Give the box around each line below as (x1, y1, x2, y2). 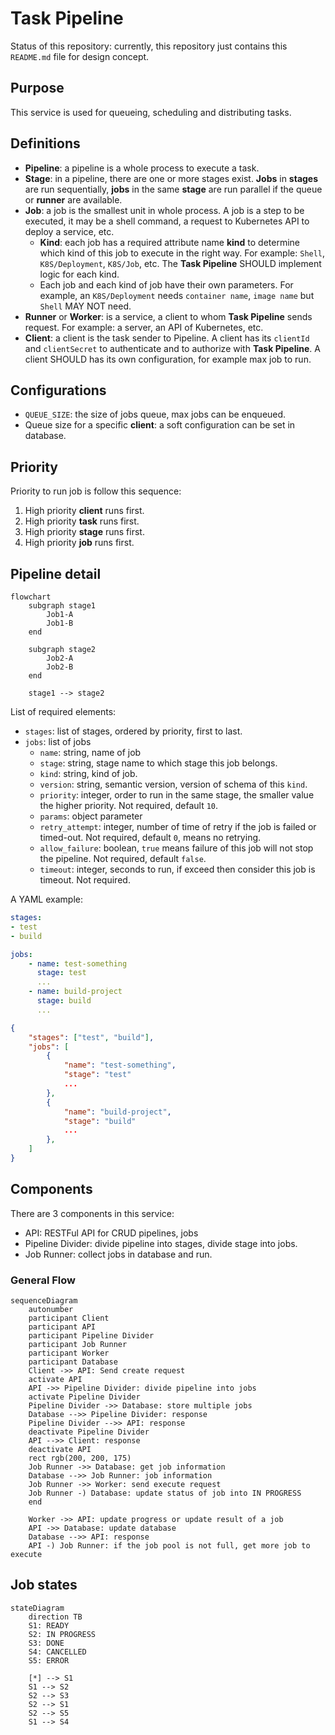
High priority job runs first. (24, 537, 135, 549)
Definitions (10, 135, 81, 152)
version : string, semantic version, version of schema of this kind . (39, 778, 308, 790)
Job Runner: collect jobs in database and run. (24, 1248, 213, 1260)
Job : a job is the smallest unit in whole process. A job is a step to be (24, 204, 305, 216)
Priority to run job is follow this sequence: (10, 485, 182, 497)
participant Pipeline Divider (28, 1330, 155, 1341)
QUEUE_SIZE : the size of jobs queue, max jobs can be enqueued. (24, 408, 287, 421)
